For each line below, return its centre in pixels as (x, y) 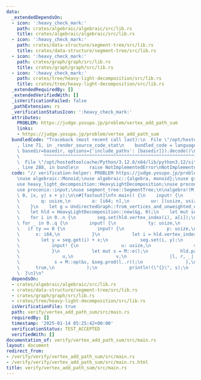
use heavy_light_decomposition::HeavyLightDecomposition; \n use (98, 184)
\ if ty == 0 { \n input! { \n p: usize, (104, 229)
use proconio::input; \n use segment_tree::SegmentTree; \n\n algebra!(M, (107, 190)
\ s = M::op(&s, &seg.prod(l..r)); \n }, (104, 262)
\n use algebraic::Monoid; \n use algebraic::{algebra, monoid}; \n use (103, 179)
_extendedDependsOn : (37, 17)
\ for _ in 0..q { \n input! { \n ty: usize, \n (99, 223)
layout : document (28, 346)
